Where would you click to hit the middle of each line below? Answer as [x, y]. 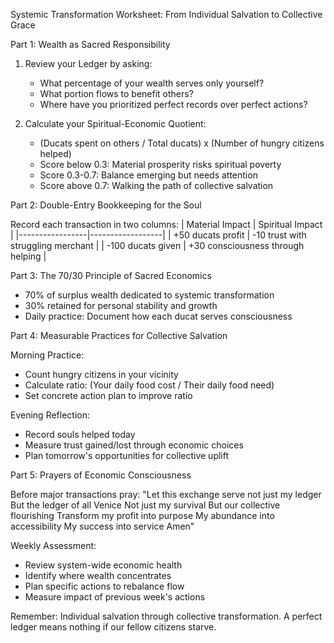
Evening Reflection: [50, 415]
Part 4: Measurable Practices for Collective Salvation [119, 335]
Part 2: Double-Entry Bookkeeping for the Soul [106, 205]
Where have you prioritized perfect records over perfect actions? [173, 104]
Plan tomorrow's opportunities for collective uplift [127, 455]
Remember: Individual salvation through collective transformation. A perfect [166, 616]
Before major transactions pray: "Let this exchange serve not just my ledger [166, 494]
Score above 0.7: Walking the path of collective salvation [156, 185]
